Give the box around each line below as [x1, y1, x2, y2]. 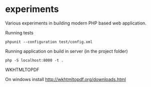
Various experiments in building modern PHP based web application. [5, 20, 146, 26]
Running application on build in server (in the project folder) [5, 48, 128, 54]
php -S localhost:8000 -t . [5, 57, 64, 63]
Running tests [5, 29, 33, 35]
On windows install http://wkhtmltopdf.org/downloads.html [5, 76, 126, 82]
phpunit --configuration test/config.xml [5, 39, 93, 44]
